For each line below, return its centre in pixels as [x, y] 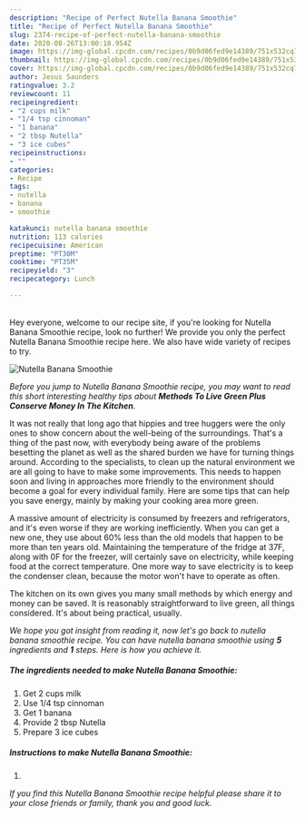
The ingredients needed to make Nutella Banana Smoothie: [123, 670]
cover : [22, 69]
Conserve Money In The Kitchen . [73, 406]
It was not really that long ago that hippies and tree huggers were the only [148, 423]
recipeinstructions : [49, 153]
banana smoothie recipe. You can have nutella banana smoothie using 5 [146, 640]
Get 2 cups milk [52, 693]
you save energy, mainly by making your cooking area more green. [134, 500]
